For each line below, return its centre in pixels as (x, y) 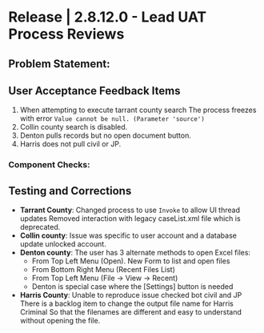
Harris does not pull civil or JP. (70, 144)
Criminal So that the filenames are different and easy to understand (131, 312)
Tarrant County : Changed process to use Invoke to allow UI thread (130, 210)
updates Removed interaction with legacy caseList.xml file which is (130, 219)
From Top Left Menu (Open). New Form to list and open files (131, 261)
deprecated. (40, 227)
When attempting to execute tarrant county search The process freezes (138, 110)
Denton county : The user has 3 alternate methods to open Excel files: (135, 253)
